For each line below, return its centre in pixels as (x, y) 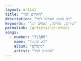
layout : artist (21, 10)
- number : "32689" (29, 37)
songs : (12, 32)
